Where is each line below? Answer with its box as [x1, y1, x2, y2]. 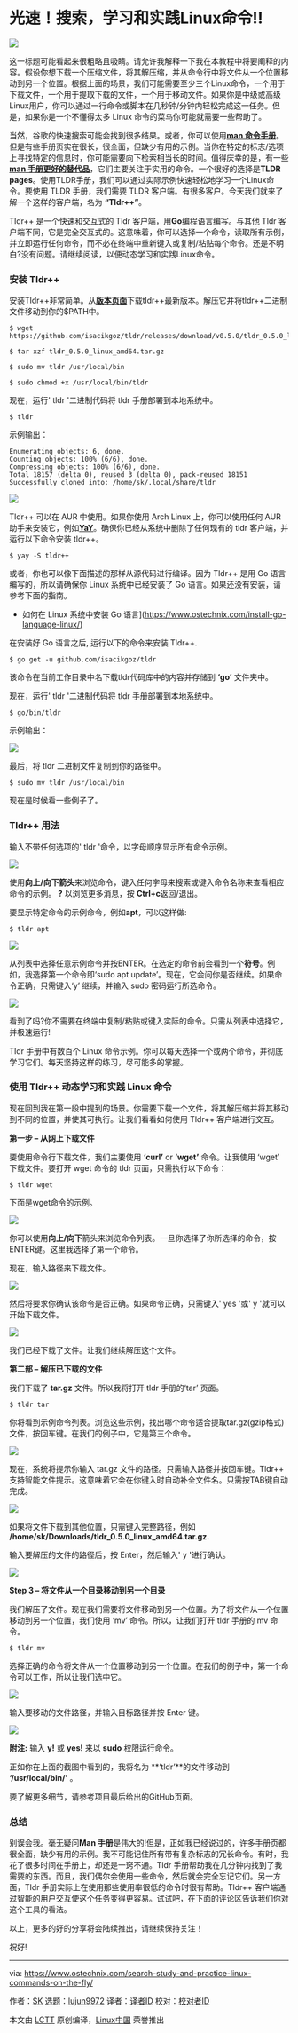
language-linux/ [21, 619, 81, 630]
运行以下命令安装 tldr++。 [9, 534, 104, 544]
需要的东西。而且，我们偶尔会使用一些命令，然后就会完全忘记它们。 [9, 1871, 258, 1882]
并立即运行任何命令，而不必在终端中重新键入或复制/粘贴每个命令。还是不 [9, 237, 277, 249]
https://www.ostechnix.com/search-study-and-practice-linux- [24, 1968, 252, 1979]
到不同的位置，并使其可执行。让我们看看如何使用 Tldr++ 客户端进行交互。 [9, 1113, 279, 1124]
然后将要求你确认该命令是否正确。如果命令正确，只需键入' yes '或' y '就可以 [9, 1298, 286, 1309]
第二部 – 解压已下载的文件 [9, 1364, 103, 1374]
